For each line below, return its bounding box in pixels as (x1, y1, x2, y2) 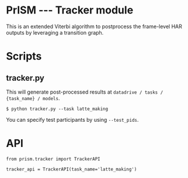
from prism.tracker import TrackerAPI (6, 156, 100, 162)
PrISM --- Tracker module (6, 4, 134, 17)
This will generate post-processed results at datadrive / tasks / (6, 88, 163, 95)
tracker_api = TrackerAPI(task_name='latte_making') (6, 166, 137, 172)
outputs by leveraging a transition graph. (6, 29, 104, 36)
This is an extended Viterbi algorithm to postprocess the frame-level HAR (6, 23, 183, 30)
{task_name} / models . (6, 94, 60, 101)
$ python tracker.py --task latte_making (6, 106, 109, 112)
